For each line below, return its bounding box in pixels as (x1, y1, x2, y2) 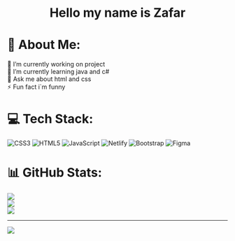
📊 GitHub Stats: (7, 165, 103, 181)
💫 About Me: (7, 37, 81, 53)
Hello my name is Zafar (49, 5, 186, 21)
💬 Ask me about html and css (7, 75, 92, 83)
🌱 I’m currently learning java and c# (7, 68, 110, 76)
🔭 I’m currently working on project (7, 60, 106, 68)
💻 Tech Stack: (7, 111, 94, 127)
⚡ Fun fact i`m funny (7, 82, 66, 92)
